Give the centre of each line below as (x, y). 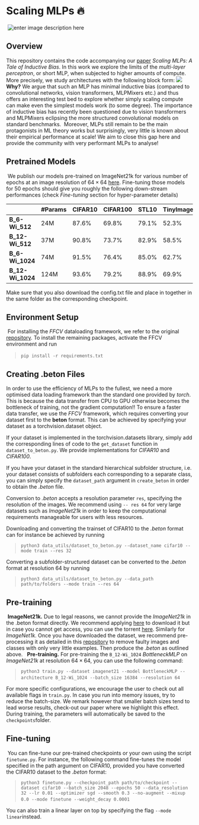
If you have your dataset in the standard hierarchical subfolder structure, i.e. (99, 468)
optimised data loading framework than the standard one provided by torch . (99, 395)
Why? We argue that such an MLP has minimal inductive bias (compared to (98, 86)
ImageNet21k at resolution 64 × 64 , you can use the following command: (95, 660)
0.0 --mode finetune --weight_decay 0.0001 (75, 799)
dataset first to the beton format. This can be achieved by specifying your (96, 420)
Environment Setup (42, 317)
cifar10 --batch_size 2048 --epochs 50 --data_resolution (115, 788)
